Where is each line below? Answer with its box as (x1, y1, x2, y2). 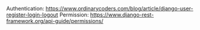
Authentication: (6, 5, 44, 12)
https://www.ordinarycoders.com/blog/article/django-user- (45, 5, 194, 12)
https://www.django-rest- (90, 11, 155, 18)
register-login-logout (6, 11, 59, 18)
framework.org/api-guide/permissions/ (6, 18, 104, 24)
